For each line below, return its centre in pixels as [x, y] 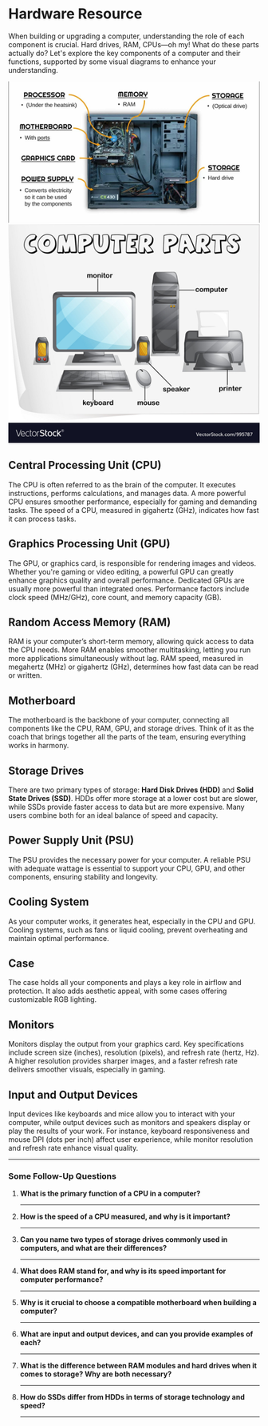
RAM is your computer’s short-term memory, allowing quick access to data [131, 642]
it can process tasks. [43, 519]
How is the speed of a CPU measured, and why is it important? [125, 1216]
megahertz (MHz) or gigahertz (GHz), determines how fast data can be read [134, 667]
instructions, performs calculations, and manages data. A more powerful [127, 493]
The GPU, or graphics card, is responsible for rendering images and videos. [132, 563]
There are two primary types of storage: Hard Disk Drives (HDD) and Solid [131, 790]
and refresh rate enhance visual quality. [73, 1148]
